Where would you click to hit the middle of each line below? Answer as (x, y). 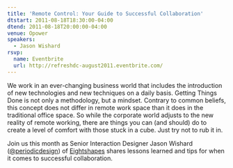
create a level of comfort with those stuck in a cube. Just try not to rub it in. (115, 130)
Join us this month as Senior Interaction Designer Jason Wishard (100, 143)
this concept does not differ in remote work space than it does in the (105, 107)
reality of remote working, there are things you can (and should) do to (107, 122)
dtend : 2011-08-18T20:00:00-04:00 (57, 26)
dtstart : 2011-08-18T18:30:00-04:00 (60, 20)
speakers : (22, 40)
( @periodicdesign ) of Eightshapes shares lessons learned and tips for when (116, 151)
